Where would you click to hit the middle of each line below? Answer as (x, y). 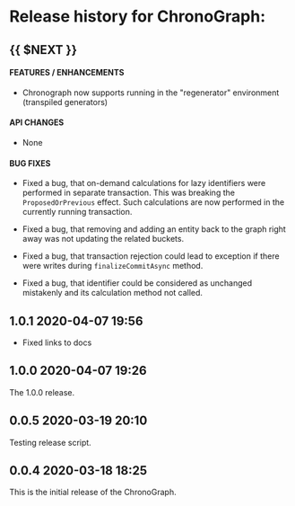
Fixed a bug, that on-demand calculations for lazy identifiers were (144, 183)
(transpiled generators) (65, 102)
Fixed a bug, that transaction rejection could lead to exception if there (151, 256)
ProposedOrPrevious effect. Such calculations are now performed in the (153, 202)
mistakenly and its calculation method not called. (113, 293)
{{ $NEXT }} (43, 50)
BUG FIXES (30, 163)
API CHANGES (37, 122)
